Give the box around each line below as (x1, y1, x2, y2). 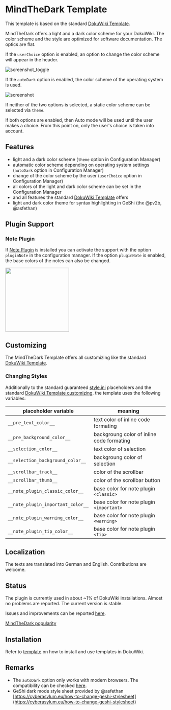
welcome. (5, 566, 26, 573)
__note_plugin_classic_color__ (8, 488, 84, 494)
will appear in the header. (5, 56, 59, 62)
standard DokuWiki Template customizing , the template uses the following (5, 390, 161, 396)
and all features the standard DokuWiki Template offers (12, 194, 129, 200)
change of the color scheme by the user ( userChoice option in (12, 172, 142, 178)
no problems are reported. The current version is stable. (5, 601, 123, 607)
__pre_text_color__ (8, 420, 55, 425)
